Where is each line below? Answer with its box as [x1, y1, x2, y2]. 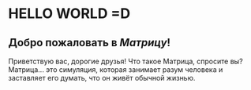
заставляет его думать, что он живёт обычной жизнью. [8, 74, 196, 82]
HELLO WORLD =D [8, 5, 131, 23]
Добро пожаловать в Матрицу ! [8, 36, 171, 49]
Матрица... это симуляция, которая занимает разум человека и [8, 65, 223, 74]
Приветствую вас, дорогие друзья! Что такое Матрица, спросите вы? [8, 56, 243, 66]
